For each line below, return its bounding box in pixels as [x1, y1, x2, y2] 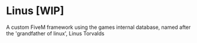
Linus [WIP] [6, 4, 64, 18]
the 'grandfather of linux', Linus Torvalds [6, 29, 105, 37]
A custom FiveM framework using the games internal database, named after [6, 24, 191, 31]
